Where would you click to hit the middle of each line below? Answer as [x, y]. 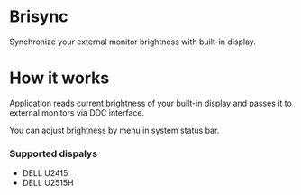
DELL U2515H [48, 183]
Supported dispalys [53, 153]
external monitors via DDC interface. [77, 112]
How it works [59, 78]
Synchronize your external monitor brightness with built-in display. [133, 42]
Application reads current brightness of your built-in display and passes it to [151, 103]
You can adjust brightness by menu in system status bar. [114, 130]
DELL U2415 [45, 173]
